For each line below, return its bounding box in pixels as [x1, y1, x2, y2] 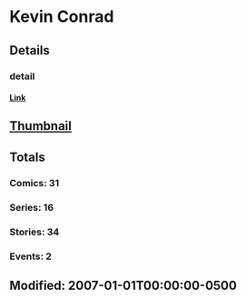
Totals [9, 149, 45, 164]
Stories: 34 [9, 225, 60, 238]
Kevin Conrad [9, 6, 114, 27]
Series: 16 [9, 201, 54, 214]
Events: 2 [9, 250, 53, 263]
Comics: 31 [9, 176, 60, 189]
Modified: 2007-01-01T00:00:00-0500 [9, 277, 238, 293]
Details [9, 43, 50, 58]
